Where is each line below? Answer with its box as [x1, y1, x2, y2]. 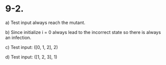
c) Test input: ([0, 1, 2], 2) [5, 44, 58, 50]
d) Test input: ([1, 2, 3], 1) [5, 53, 57, 60]
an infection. [5, 34, 31, 40]
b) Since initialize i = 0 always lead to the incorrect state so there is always [5, 29, 161, 35]
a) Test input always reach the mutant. [5, 19, 85, 25]
